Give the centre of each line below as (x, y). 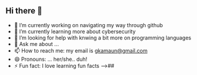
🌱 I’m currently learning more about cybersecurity (75, 31)
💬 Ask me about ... (36, 44)
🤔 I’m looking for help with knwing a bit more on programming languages (103, 37)
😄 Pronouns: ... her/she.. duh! (51, 59)
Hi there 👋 (24, 11)
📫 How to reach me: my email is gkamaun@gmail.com (81, 50)
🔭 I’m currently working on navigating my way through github (88, 25)
